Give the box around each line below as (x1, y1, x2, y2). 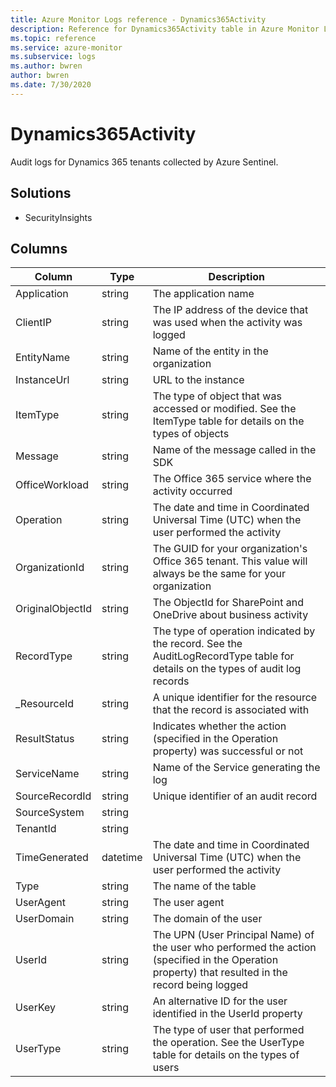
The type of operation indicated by (152, 624, 316, 638)
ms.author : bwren (10, 61, 83, 71)
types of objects (152, 427, 230, 441)
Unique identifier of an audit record (152, 789, 318, 803)
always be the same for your (152, 567, 287, 581)
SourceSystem (15, 806, 85, 820)
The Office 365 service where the (152, 472, 312, 486)
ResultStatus (15, 732, 75, 746)
